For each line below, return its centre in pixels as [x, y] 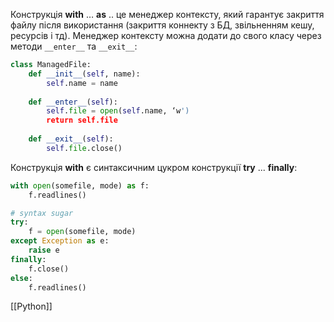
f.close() [49, 269]
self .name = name [82, 83]
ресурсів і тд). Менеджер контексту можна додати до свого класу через [166, 35]
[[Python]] [31, 306]
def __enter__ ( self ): [73, 102]
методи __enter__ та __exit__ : [74, 46]
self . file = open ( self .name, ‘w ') [118, 111]
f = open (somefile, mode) [82, 232]
